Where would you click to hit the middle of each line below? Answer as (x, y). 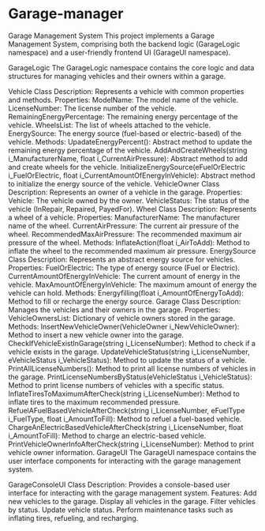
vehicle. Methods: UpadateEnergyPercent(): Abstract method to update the (130, 141)
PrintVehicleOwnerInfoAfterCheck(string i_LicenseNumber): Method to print (131, 444)
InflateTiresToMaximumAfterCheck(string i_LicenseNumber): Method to (124, 394)
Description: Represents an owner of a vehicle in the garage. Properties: (125, 192)
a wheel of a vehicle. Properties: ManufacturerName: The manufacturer (124, 217)
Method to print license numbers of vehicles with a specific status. (116, 385)
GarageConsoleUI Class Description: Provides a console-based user (119, 484)
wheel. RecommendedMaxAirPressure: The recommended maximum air (125, 234)
